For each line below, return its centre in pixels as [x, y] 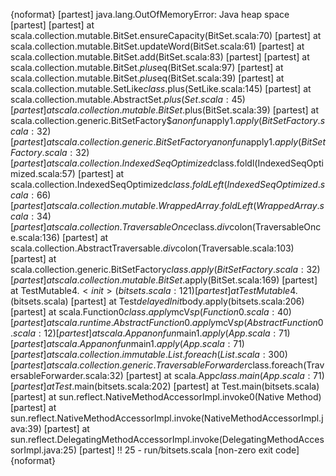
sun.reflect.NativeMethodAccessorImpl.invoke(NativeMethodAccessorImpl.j [167, 418]
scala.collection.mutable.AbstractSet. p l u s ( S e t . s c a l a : [119, 99]
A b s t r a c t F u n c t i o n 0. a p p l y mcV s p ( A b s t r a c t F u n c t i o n [215, 322]
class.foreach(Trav [286, 365]
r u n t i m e [95, 322]
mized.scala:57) [43, 173]
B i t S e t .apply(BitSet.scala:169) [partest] [238, 280]
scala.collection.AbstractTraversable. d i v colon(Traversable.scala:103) [152, 248]
